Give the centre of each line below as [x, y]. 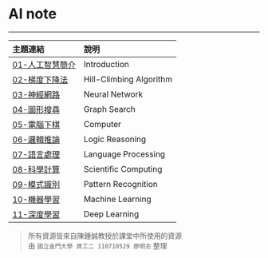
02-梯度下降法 [40, 79]
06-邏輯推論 [36, 139]
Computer [102, 124]
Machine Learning [117, 199]
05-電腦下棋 [36, 125]
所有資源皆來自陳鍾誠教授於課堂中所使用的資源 [104, 236]
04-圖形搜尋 [36, 109]
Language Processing [124, 154]
